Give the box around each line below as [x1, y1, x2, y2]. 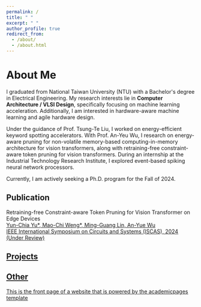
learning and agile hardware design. [6, 114, 95, 121]
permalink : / [6, 8, 39, 15]
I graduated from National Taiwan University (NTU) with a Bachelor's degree [6, 88, 195, 95]
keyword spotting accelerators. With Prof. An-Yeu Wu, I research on [6, 132, 174, 139]
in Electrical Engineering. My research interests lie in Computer [6, 94, 163, 102]
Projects [6, 252, 38, 262]
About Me [6, 68, 56, 82]
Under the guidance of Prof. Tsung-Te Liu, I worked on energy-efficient [6, 125, 182, 132]
